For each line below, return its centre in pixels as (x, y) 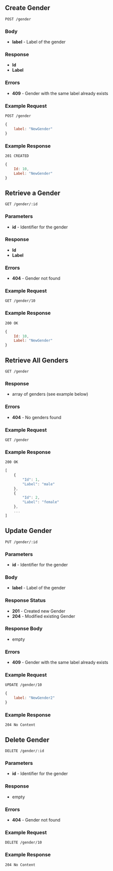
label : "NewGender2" (34, 698)
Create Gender (28, 8)
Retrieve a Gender (33, 193)
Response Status (25, 600)
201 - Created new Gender (39, 611)
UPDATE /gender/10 (23, 685)
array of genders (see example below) (50, 394)
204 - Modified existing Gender (44, 616)
